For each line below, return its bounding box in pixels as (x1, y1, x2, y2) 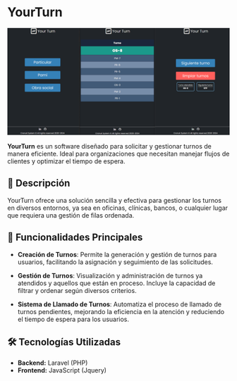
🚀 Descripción (7, 177, 71, 189)
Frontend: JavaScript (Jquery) (17, 366, 107, 374)
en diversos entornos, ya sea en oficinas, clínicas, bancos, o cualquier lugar (7, 204, 228, 212)
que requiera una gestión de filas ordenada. (7, 211, 135, 219)
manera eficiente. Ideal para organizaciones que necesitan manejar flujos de (7, 149, 230, 158)
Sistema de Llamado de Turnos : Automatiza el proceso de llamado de (17, 300, 222, 308)
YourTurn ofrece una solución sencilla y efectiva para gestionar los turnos (7, 196, 222, 204)
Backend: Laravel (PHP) (17, 358, 88, 367)
